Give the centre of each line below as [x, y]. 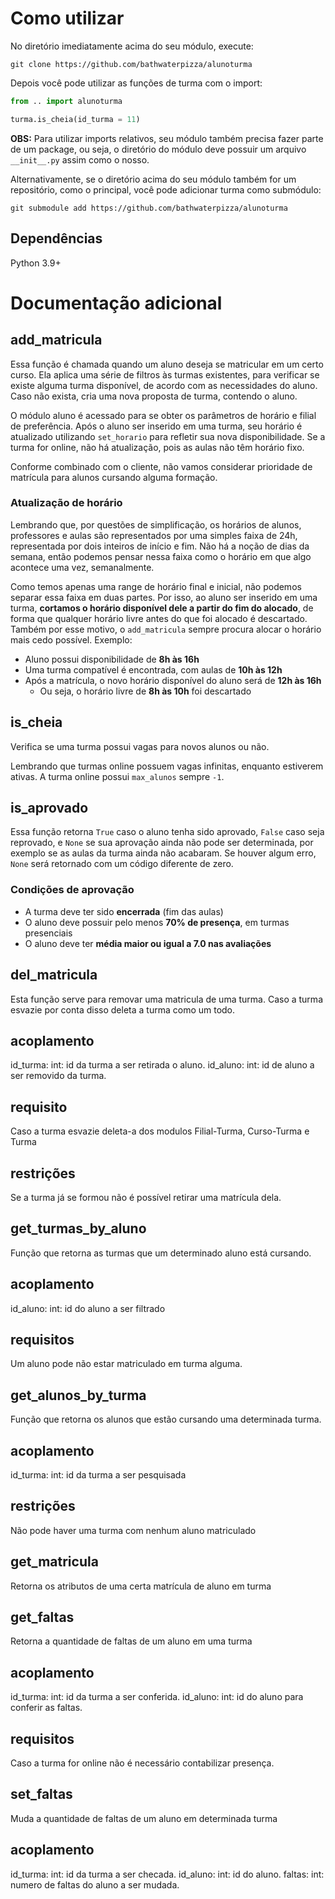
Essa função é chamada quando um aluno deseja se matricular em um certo [167, 364]
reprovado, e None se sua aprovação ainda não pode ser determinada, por [162, 843]
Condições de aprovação [72, 890]
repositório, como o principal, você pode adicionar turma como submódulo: [166, 189]
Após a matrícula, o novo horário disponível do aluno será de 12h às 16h [173, 680]
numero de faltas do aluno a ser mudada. [95, 1884]
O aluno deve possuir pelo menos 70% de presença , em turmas [157, 922]
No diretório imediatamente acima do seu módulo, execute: [132, 46]
